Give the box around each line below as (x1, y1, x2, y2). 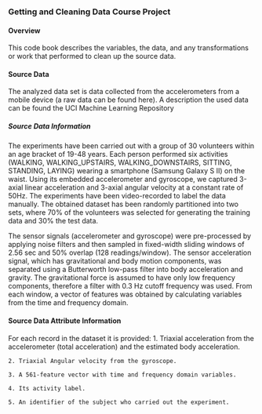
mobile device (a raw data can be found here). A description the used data (8, 95, 249, 104)
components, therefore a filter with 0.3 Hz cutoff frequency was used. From (8, 281, 253, 291)
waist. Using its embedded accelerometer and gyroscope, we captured (8, 175, 238, 184)
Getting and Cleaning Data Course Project (8, 6, 171, 17)
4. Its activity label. (8, 384, 86, 392)
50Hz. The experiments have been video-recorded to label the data (8, 191, 226, 201)
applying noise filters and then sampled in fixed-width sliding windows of (8, 240, 245, 249)
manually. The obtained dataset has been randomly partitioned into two (8, 199, 239, 209)
